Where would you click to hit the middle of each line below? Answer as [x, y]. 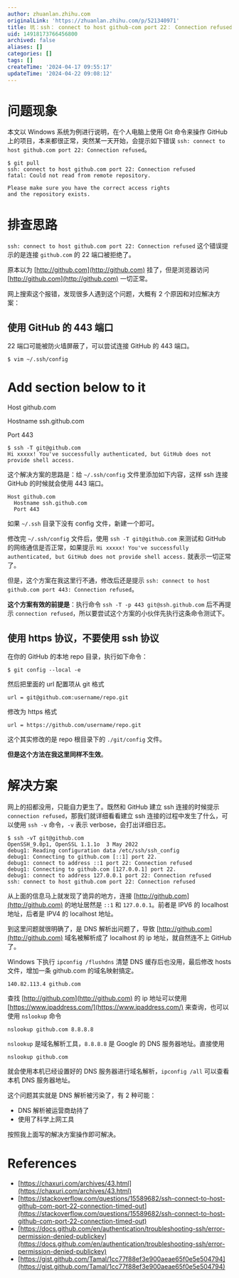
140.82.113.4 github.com [44, 984]
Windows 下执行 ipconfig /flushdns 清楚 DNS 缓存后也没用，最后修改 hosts [119, 961]
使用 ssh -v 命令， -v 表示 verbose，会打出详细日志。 [91, 824]
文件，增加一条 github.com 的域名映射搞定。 [73, 970]
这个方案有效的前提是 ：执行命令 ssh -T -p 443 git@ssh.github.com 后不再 [116, 604]
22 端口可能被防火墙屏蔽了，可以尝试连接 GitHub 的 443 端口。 [100, 346]
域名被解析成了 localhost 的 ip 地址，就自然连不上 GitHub [148, 938]
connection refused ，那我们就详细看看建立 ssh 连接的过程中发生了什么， [115, 815]
